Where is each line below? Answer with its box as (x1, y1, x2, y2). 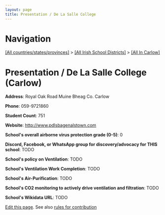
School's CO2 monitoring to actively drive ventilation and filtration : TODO (5, 185, 159, 191)
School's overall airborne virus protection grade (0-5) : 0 (5, 132, 123, 138)
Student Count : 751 (5, 113, 45, 119)
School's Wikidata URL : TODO (5, 195, 68, 201)
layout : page (5, 7, 32, 12)
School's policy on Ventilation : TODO (5, 156, 83, 162)
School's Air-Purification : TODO (5, 175, 73, 181)
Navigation (5, 33, 51, 44)
